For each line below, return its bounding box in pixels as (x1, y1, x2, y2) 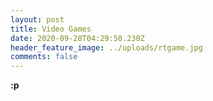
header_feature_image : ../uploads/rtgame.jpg (10, 42, 203, 53)
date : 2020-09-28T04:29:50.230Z (10, 33, 145, 43)
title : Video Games (10, 24, 92, 34)
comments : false (10, 52, 78, 62)
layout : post (10, 14, 65, 25)
